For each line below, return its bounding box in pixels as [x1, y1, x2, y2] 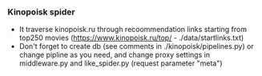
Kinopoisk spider [7, 6, 75, 18]
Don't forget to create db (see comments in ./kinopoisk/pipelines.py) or [18, 42, 254, 51]
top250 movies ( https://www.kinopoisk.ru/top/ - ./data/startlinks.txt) [18, 33, 244, 42]
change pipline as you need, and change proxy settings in [18, 50, 210, 60]
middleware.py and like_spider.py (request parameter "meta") [18, 58, 223, 68]
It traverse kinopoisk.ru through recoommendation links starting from [18, 25, 248, 34]
